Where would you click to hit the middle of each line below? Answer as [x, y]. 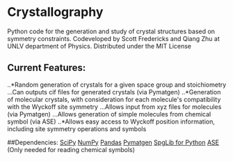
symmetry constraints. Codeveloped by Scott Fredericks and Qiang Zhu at [114, 38]
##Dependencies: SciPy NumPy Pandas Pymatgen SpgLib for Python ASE [113, 142]
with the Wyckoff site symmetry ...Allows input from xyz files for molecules [114, 107]
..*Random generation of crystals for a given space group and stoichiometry [117, 85]
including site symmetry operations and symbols [77, 128]
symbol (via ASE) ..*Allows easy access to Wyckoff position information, [111, 121]
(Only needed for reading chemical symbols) [71, 149]
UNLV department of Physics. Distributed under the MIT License [99, 46]
